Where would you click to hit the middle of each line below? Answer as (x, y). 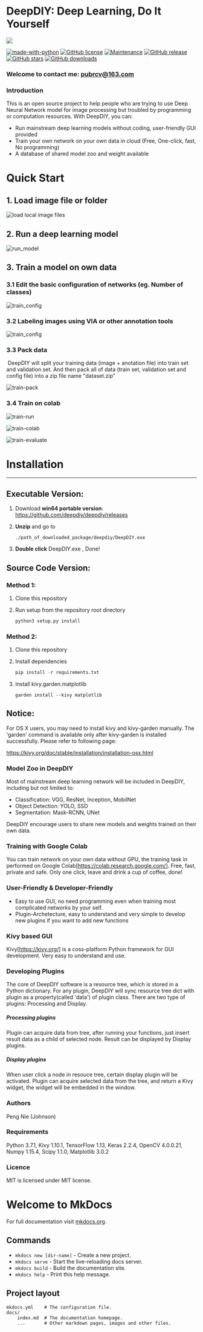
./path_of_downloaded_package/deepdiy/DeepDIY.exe (80, 538)
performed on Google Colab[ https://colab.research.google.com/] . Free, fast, (101, 866)
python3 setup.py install (47, 621)
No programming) (37, 147)
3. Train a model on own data (61, 267)
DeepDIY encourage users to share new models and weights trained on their (101, 824)
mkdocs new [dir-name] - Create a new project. (73, 1255)
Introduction (25, 90)
